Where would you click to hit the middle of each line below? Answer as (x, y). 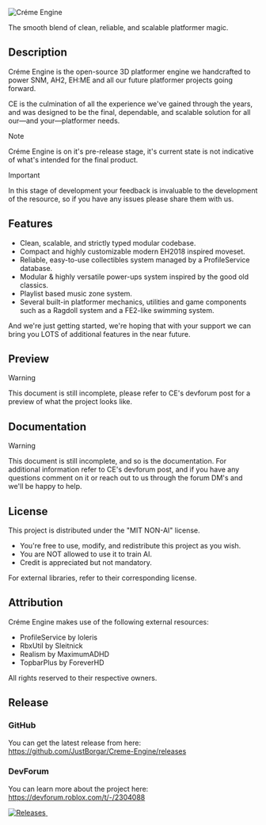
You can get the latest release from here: (74, 743)
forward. (22, 88)
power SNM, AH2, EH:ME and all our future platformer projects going (121, 80)
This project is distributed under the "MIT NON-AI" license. (104, 530)
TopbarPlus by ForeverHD (62, 663)
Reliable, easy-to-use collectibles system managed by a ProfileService (135, 260)
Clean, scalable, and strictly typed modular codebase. (108, 243)
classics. (34, 285)
